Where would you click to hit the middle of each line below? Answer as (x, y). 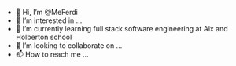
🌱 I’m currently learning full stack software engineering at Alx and (122, 29)
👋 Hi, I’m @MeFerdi (47, 12)
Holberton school (44, 37)
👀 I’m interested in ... (49, 20)
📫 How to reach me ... (52, 54)
